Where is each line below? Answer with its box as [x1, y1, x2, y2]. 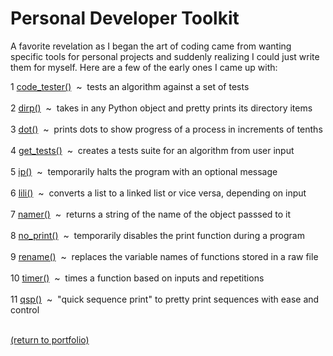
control [10, 303, 40, 316]
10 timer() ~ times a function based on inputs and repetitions [10, 272, 265, 284]
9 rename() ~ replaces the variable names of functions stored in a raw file [10, 250, 319, 262]
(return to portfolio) [10, 333, 90, 346]
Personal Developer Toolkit [10, 7, 240, 30]
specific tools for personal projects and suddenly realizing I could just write [10, 50, 320, 62]
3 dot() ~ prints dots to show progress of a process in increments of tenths [10, 123, 323, 135]
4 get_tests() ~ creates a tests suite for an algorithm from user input [10, 144, 295, 156]
